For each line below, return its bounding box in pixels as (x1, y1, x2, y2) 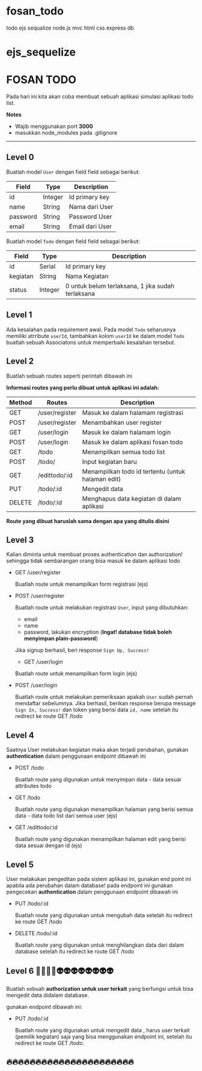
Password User (69, 212, 112, 221)
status (9, 285, 27, 294)
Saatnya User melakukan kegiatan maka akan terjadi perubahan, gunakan (6, 746, 189, 754)
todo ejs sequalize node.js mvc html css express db (6, 24, 134, 31)
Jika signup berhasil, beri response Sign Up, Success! (14, 647, 150, 654)
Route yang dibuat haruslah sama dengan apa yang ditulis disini (6, 517, 170, 524)
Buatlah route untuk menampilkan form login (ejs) (14, 670, 138, 677)
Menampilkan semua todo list (82, 448, 165, 456)
